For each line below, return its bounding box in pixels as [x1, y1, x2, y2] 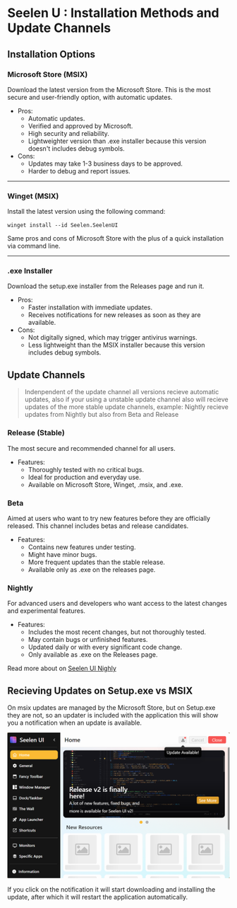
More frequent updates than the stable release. [28, 558, 166, 566]
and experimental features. [7, 607, 86, 615]
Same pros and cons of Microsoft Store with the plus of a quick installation [7, 234, 224, 243]
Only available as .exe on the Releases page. [28, 650, 158, 659]
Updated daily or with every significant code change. [28, 643, 183, 652]
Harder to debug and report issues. [28, 166, 130, 175]
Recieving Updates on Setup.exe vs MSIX [7, 684, 193, 696]
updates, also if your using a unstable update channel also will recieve [24, 395, 229, 404]
